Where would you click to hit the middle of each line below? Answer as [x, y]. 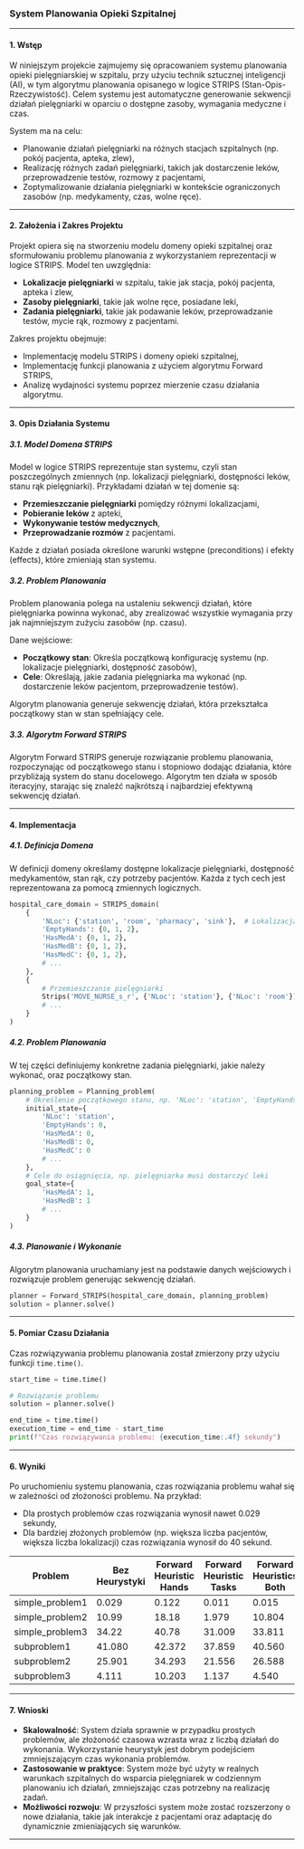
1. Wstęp [26, 44]
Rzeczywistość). [40, 94]
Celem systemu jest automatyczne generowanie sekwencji [181, 94]
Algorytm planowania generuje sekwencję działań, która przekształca [139, 704]
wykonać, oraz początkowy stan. [71, 1074]
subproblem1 [43, 1647]
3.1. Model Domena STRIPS [61, 444]
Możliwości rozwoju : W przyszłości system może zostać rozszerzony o [157, 1807]
